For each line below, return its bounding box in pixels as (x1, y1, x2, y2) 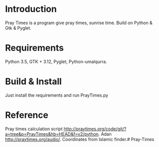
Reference (5, 110, 48, 120)
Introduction (5, 3, 57, 15)
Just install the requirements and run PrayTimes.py (5, 92, 108, 98)
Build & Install (5, 76, 62, 87)
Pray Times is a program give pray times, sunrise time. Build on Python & (5, 20, 153, 26)
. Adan (98, 131, 112, 137)
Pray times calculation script (5, 126, 63, 132)
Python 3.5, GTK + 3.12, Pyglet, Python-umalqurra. (5, 58, 107, 65)
